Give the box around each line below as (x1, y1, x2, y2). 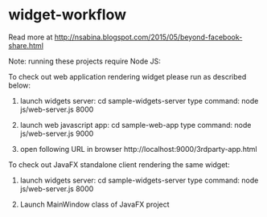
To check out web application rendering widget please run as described (8, 72, 247, 81)
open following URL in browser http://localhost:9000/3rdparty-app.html (19, 144, 257, 154)
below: (8, 80, 31, 90)
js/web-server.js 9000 (19, 129, 94, 138)
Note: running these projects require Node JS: (8, 56, 161, 66)
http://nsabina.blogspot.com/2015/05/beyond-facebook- (54, 32, 243, 42)
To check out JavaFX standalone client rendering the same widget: (8, 159, 231, 170)
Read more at (8, 32, 53, 42)
